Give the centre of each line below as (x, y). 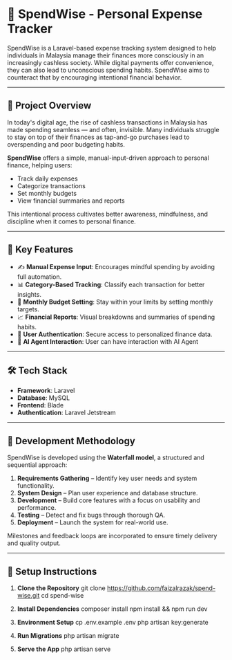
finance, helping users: (40, 165)
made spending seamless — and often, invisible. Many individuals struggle (113, 129)
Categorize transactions (51, 185)
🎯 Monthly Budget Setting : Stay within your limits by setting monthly (115, 302)
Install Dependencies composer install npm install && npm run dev (112, 609)
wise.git (28, 595)
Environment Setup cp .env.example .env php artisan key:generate (113, 622)
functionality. (36, 486)
